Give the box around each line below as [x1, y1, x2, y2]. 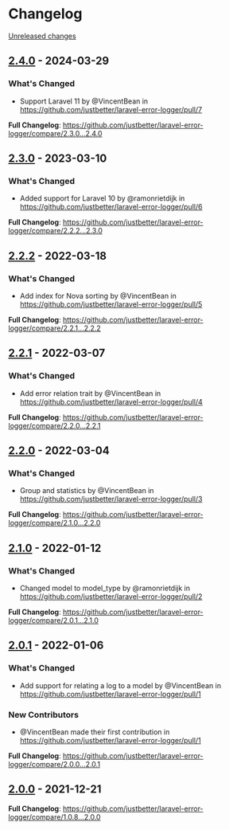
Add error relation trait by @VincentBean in [19, 388, 161, 398]
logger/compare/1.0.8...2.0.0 [8, 812, 101, 821]
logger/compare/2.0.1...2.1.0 [8, 616, 99, 625]
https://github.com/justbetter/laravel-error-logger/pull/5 [19, 300, 203, 309]
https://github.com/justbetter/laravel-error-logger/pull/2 [19, 592, 203, 601]
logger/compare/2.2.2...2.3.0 [8, 226, 103, 236]
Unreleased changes [8, 31, 77, 41]
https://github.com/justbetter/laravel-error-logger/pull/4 [19, 397, 203, 406]
